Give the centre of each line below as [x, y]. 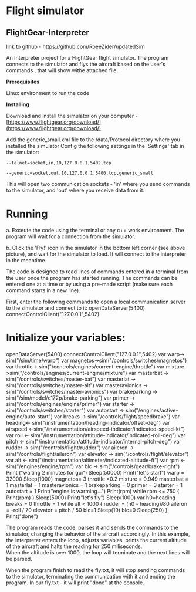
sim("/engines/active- [152, 410]
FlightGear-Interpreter [48, 33]
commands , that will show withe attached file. [62, 70]
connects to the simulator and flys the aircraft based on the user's [86, 64]
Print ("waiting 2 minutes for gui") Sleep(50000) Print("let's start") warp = [95, 472]
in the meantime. [26, 260]
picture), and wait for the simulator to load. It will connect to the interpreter [96, 254]
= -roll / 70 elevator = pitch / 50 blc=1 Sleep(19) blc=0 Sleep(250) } [87, 510]
